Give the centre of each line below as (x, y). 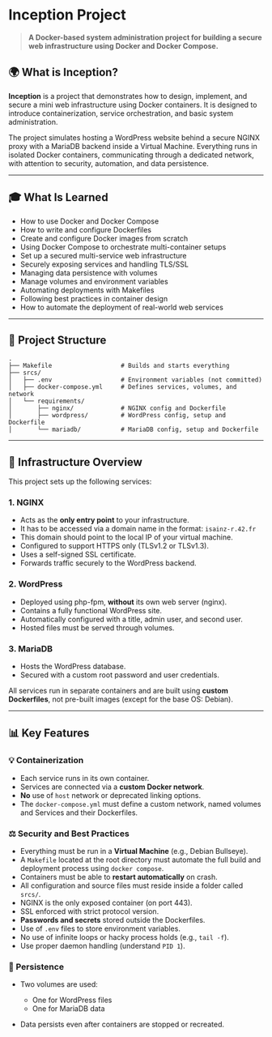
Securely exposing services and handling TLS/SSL (104, 264)
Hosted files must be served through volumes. (97, 627)
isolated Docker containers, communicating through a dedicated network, (132, 155)
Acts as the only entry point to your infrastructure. (105, 520)
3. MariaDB (31, 648)
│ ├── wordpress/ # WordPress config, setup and (117, 416)
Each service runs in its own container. (85, 778)
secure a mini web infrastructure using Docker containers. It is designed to (133, 105)
